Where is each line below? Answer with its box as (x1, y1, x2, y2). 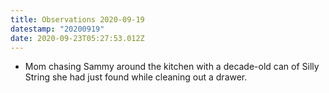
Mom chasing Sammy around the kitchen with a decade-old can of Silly (24, 61, 320, 73)
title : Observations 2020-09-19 (10, 14, 145, 25)
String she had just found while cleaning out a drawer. (24, 71, 248, 83)
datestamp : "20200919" (10, 24, 105, 34)
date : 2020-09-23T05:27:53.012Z (10, 33, 145, 43)
